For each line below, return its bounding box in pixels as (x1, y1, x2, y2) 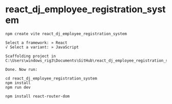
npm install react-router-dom (5, 93, 70, 99)
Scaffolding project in (5, 54, 56, 59)
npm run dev (5, 85, 31, 90)
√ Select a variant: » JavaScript (5, 44, 79, 49)
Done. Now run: (5, 67, 38, 72)
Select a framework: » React (5, 40, 68, 45)
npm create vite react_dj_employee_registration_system (5, 31, 127, 36)
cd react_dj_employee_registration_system (5, 75, 97, 81)
